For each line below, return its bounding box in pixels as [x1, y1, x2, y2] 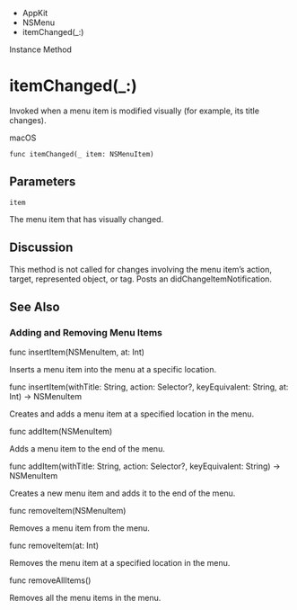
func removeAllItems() [9, 575, 92, 586]
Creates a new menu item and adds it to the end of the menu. [9, 488, 236, 498]
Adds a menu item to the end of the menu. [9, 444, 166, 454]
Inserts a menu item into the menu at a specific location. [9, 364, 217, 375]
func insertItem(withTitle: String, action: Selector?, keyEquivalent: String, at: [9, 381, 289, 392]
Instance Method [9, 44, 72, 55]
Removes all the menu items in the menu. [9, 593, 162, 604]
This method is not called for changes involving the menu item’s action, [9, 264, 272, 274]
